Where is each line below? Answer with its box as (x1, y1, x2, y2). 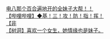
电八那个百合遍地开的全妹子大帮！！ (6, 5, 94, 12)
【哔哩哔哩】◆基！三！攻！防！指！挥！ (6, 12, 104, 19)
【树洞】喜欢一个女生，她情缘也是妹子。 (6, 27, 104, 34)
